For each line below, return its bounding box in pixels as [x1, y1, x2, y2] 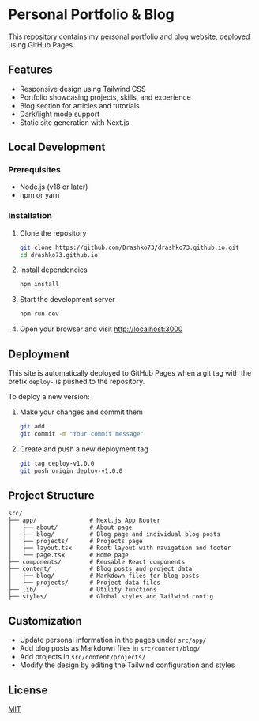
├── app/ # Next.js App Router [8, 516, 160, 525]
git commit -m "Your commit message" [19, 429, 145, 438]
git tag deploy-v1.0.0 [19, 459, 95, 467]
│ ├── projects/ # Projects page [8, 538, 144, 545]
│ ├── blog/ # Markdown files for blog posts [8, 572, 200, 580]
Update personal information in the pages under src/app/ [19, 635, 207, 645]
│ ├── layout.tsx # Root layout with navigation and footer [8, 544, 231, 553]
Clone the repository [19, 228, 87, 238]
